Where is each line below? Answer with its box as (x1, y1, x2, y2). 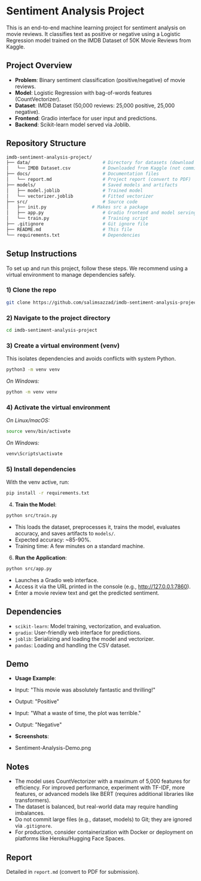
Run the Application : (14, 554, 67, 561)
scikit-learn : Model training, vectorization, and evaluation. (14, 622, 162, 629)
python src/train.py (6, 513, 58, 519)
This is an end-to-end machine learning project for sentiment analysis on (6, 24, 186, 31)
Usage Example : (14, 675, 57, 682)
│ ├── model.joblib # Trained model (6, 187, 144, 193)
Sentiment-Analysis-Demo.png (14, 744, 92, 752)
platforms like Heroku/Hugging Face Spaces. (14, 835, 126, 842)
